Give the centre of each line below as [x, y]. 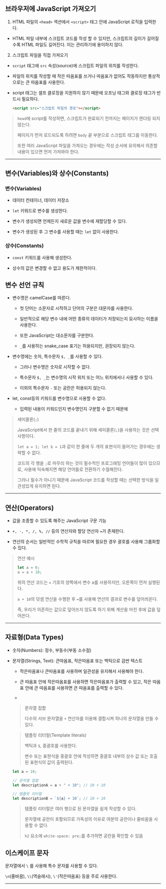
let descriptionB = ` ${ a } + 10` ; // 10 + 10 [59, 799]
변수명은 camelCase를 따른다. [41, 298]
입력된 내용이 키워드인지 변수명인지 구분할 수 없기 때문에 [74, 409]
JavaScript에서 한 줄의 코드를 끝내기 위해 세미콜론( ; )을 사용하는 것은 [83, 430]
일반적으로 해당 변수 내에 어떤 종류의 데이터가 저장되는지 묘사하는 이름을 [89, 319]
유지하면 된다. [48, 486]
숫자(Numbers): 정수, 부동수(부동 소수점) [52, 650]
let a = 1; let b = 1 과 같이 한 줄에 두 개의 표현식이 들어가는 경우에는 [86, 446]
